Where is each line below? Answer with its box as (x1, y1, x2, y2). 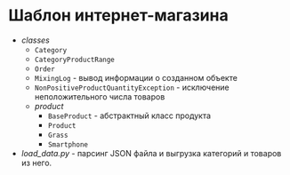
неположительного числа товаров (34, 91, 165, 102)
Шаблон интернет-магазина (8, 5, 229, 26)
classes (20, 35, 50, 45)
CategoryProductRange (34, 55, 115, 64)
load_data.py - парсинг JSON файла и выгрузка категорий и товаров (20, 147, 282, 158)
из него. (20, 157, 52, 168)
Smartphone (47, 139, 88, 149)
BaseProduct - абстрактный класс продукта (47, 110, 211, 121)
